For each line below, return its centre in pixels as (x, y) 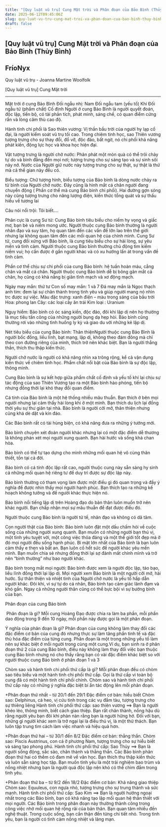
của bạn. (14, 594)
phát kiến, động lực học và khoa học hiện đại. (51, 145)
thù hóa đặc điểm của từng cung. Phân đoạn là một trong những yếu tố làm (82, 639)
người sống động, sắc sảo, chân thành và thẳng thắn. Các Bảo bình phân (79, 752)
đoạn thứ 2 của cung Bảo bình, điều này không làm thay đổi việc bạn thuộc (82, 649)
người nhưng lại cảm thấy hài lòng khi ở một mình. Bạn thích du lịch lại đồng (82, 403)
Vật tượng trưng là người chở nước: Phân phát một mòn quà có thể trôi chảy (82, 154)
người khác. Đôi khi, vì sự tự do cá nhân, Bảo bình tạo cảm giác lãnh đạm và (82, 584)
